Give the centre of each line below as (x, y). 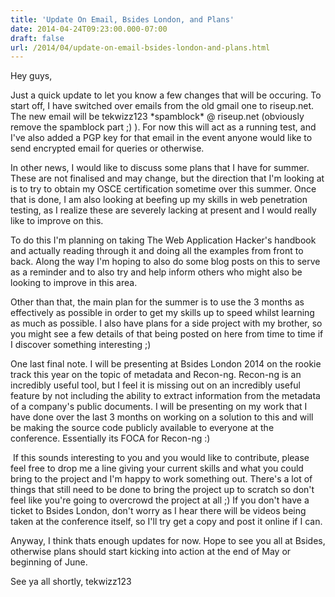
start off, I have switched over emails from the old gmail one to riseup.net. (162, 106)
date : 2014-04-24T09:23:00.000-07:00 (89, 29)
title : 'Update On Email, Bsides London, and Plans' (122, 19)
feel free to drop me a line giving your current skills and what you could (157, 468)
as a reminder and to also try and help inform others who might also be (156, 272)
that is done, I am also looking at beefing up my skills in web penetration (159, 200)
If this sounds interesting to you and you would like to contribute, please (161, 458)
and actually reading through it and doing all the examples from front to (157, 251)
